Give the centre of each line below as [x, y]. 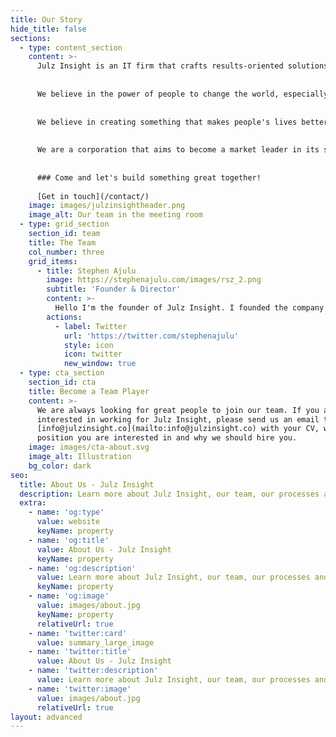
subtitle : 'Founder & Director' [114, 289]
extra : [33, 503]
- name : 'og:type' [66, 512]
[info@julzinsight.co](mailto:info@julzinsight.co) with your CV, [178, 429]
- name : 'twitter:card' [78, 633]
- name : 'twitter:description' [93, 671]
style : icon [88, 345]
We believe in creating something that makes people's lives [167, 122]
